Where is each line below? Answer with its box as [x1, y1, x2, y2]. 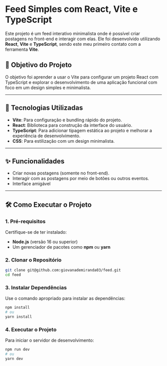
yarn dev [5, 357, 23, 362]
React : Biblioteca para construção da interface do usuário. [12, 122, 133, 128]
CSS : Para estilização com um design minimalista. [12, 138, 115, 144]
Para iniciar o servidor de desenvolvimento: [5, 337, 94, 344]
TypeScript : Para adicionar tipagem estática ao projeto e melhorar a [12, 127, 153, 133]
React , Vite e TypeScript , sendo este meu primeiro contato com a [5, 41, 141, 47]
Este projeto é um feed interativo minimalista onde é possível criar [5, 30, 140, 36]
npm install [5, 305, 30, 310]
